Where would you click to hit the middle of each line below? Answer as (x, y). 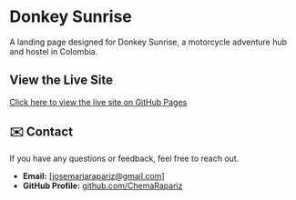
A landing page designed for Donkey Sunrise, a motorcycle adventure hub (148, 42)
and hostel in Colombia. (54, 51)
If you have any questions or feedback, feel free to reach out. (124, 158)
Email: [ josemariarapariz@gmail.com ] (94, 175)
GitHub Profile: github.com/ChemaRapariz (102, 185)
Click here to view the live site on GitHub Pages (98, 102)
